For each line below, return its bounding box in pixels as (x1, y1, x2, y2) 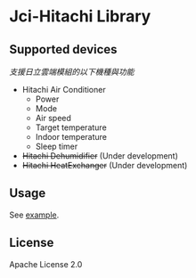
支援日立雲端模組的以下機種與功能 (9, 67, 135, 77)
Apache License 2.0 (9, 258, 83, 269)
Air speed (35, 113, 71, 123)
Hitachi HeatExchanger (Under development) (21, 160, 188, 170)
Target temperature (35, 122, 107, 133)
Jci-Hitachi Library (9, 6, 151, 27)
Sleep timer (35, 141, 78, 151)
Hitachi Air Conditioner (21, 85, 106, 94)
